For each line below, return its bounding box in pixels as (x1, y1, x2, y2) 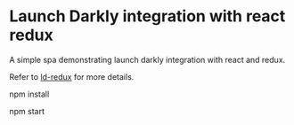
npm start (9, 105, 45, 116)
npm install (9, 89, 50, 99)
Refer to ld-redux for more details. (9, 71, 135, 82)
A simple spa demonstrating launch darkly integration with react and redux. (9, 54, 286, 65)
